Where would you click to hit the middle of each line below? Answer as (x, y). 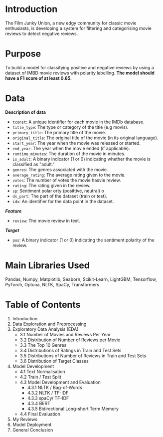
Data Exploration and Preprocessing (49, 324)
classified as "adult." (33, 164)
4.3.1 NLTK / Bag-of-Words (55, 387)
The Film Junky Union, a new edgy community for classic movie (71, 23)
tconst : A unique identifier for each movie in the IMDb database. (78, 122)
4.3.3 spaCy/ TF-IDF (48, 398)
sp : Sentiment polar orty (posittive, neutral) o (58, 191)
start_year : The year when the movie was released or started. (77, 143)
